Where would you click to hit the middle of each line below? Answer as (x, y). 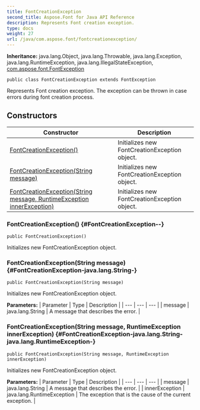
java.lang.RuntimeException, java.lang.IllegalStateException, (80, 62)
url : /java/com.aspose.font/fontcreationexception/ (72, 39)
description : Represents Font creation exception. (71, 23)
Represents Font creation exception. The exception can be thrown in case (97, 91)
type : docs (20, 28)
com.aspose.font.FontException (46, 69)
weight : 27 (20, 34)
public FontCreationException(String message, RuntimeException (88, 354)
